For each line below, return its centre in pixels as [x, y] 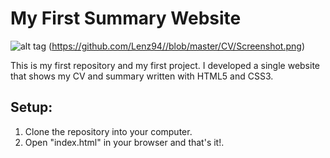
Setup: [31, 107]
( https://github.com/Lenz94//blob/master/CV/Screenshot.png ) [176, 46]
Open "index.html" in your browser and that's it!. [124, 142]
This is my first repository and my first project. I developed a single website [165, 65]
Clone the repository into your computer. [108, 131]
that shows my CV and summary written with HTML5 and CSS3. [142, 76]
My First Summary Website [126, 18]
